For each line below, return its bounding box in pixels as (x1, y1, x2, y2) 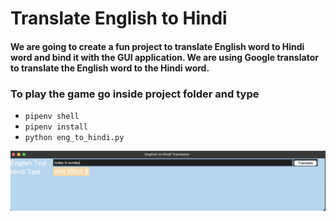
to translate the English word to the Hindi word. (10, 62, 210, 74)
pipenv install (24, 122, 89, 132)
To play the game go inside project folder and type (10, 87, 260, 101)
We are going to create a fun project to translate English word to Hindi (10, 40, 305, 52)
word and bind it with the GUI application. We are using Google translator (10, 51, 319, 63)
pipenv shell (24, 112, 80, 122)
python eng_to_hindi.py (24, 133, 125, 143)
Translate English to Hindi (10, 7, 228, 30)
